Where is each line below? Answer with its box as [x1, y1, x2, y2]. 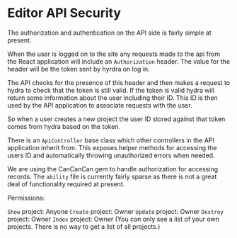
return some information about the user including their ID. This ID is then [7, 93, 218, 102]
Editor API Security [7, 5, 122, 21]
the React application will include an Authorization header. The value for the [7, 57, 231, 65]
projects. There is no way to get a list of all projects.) [7, 222, 161, 231]
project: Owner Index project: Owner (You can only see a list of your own [7, 215, 219, 223]
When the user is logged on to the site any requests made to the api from [7, 50, 221, 58]
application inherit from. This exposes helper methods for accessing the [7, 143, 217, 152]
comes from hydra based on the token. [7, 122, 121, 130]
